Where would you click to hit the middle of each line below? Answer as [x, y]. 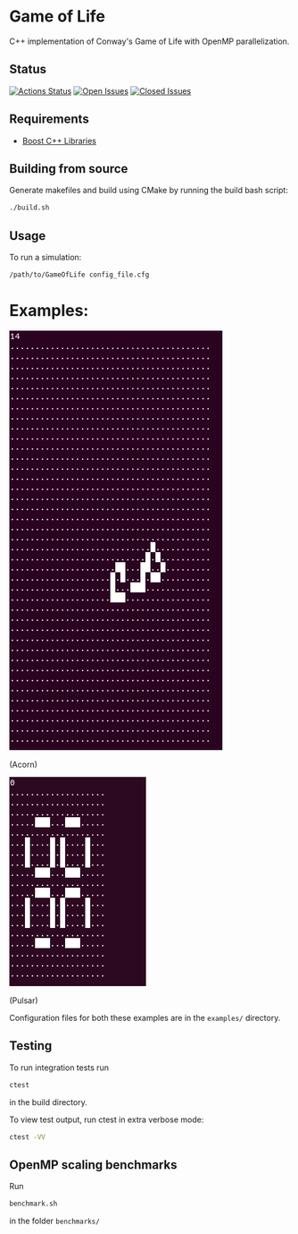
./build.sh [29, 208]
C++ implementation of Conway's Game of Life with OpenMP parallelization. [149, 41]
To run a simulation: [46, 258]
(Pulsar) [24, 1000]
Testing [31, 1046]
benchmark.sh [33, 1204]
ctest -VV [28, 1137]
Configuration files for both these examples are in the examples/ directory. [145, 1017]
